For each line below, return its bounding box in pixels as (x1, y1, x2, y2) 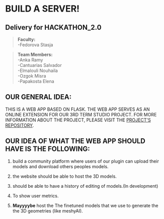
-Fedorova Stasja (17, 42, 53, 48)
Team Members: (17, 51, 53, 57)
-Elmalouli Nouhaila (17, 67, 58, 74)
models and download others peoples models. (12, 163, 109, 169)
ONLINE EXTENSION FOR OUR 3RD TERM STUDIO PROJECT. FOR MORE (5, 111, 157, 117)
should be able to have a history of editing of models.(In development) (12, 183, 158, 189)
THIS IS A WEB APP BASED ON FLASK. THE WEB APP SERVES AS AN (5, 106, 150, 112)
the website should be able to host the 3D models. (12, 173, 117, 179)
